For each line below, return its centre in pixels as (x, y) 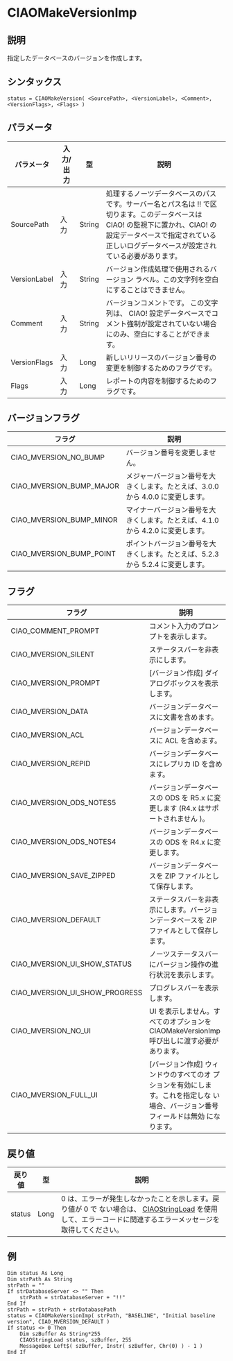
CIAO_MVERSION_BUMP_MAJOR (65, 486)
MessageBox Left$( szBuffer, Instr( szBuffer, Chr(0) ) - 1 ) (111, 1346)
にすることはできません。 (147, 289)
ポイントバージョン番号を (167, 544)
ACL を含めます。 (193, 741)
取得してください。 (92, 1230)
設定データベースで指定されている (161, 235)
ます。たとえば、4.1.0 (183, 521)
